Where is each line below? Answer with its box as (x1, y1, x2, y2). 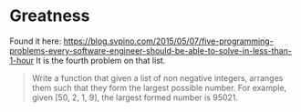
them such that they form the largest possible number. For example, (31, 82, 287, 93)
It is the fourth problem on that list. (36, 55, 166, 66)
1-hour (9, 55, 35, 66)
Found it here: (9, 36, 62, 46)
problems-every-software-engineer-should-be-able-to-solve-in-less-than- (9, 45, 292, 56)
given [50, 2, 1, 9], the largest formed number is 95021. (31, 92, 239, 103)
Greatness (9, 5, 90, 26)
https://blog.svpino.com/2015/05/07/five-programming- (63, 36, 274, 46)
